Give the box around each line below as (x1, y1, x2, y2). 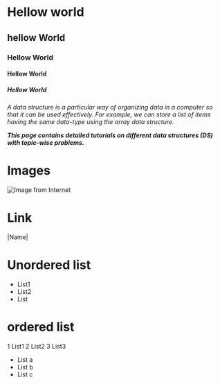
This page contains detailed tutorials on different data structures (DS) (7, 131, 213, 139)
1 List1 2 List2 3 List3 (7, 342, 66, 350)
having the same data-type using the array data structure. (7, 118, 174, 126)
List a (17, 355, 33, 364)
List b (17, 363, 33, 371)
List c (17, 370, 33, 378)
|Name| (7, 233, 29, 241)
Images (7, 163, 51, 179)
